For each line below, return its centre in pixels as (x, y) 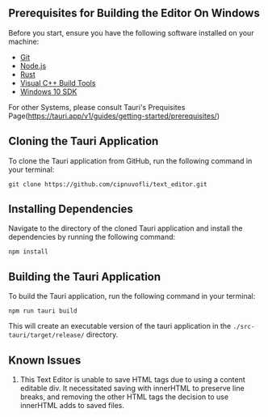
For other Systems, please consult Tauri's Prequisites (97, 107)
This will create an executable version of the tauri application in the (120, 326)
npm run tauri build (43, 311)
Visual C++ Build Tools (58, 83)
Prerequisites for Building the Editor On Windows (134, 13)
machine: (24, 41)
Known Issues (45, 360)
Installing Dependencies (71, 209)
